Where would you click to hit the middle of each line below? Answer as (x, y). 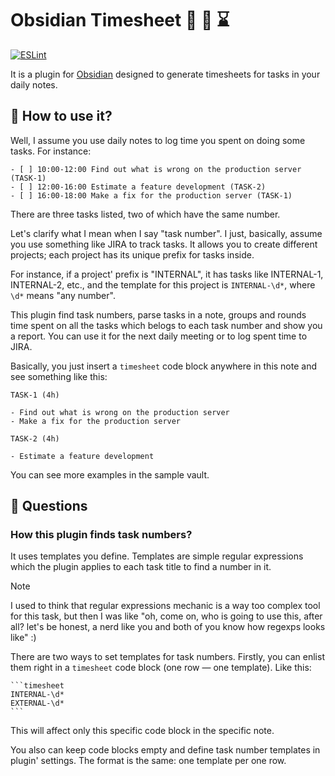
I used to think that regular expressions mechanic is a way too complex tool (165, 606)
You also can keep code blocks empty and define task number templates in (165, 750)
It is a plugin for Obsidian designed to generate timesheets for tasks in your (165, 74)
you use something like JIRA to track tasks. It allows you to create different (164, 244)
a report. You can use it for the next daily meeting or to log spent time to (159, 336)
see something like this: (59, 376)
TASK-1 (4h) (35, 395)
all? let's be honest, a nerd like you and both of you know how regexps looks (168, 627)
